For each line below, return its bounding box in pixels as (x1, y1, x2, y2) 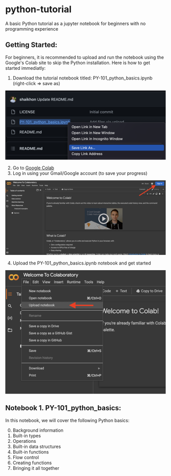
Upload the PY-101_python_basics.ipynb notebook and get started (12, 260, 151, 266)
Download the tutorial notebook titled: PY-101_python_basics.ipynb (12, 75, 153, 81)
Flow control (12, 454, 39, 460)
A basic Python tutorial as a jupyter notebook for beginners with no (5, 20, 146, 27)
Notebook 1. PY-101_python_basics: (5, 404, 121, 412)
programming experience (5, 25, 59, 32)
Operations (12, 438, 37, 444)
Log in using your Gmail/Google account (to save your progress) (12, 170, 148, 176)
